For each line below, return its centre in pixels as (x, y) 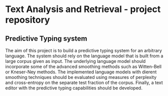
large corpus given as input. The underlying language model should (75, 61)
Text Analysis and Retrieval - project (83, 9)
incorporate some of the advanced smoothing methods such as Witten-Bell (83, 67)
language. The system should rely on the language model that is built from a (84, 56)
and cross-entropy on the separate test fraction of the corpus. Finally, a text (84, 82)
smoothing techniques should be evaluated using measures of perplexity (81, 77)
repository (28, 20)
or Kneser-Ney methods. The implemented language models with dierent (81, 72)
